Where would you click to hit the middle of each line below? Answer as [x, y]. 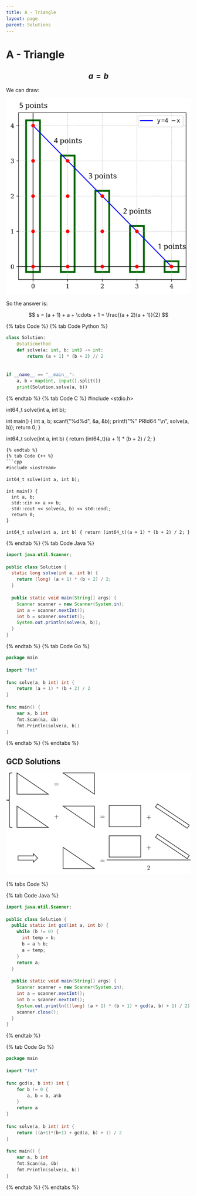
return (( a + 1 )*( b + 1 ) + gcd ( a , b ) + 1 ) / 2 [69, 1133]
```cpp [14, 462]
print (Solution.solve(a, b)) [52, 387]
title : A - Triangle [31, 12]
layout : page [22, 18]
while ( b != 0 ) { [38, 932]
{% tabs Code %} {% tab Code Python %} [57, 326]
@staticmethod [34, 344]
